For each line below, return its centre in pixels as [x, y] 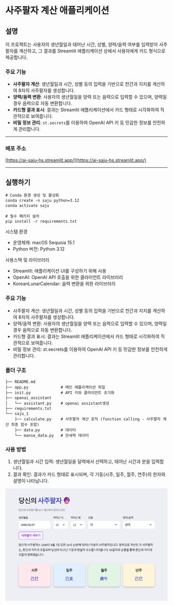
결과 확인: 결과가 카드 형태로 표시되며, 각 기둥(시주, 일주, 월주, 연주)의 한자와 [89, 474]
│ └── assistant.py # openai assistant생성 [57, 403]
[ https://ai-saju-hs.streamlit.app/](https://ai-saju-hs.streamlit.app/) [76, 160]
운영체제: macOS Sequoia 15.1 [44, 243]
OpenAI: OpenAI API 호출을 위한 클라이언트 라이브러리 [68, 277]
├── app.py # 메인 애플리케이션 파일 [55, 387]
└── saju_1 [17, 414]
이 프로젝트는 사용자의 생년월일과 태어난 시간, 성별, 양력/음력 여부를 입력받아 [82, 45]
